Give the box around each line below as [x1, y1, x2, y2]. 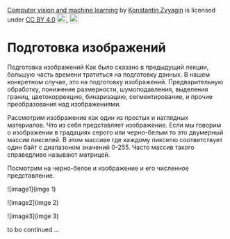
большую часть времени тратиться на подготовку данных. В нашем [7, 70, 211, 79]
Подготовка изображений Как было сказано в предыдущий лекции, [7, 63, 209, 71]
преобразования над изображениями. [7, 100, 122, 108]
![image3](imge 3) [7, 212, 59, 220]
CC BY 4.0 [25, 15, 56, 24]
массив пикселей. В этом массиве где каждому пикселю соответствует [7, 135, 223, 144]
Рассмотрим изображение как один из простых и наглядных [7, 113, 189, 121]
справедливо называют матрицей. [7, 150, 110, 159]
